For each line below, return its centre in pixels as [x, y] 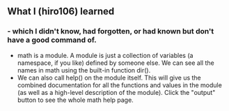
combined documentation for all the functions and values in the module [120, 85]
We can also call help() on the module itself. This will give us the [109, 77]
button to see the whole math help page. [75, 100]
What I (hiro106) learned [61, 12]
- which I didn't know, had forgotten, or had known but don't [111, 31]
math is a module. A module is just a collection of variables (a [105, 55]
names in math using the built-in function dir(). [84, 70]
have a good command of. [52, 40]
